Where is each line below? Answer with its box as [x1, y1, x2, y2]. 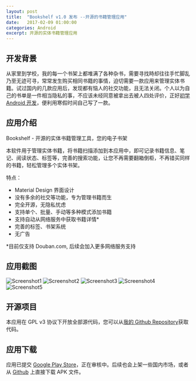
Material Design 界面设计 [14, 186, 75, 193]
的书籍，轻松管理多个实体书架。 [6, 161, 83, 168]
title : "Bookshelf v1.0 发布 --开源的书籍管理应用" [6, 14, 127, 20]
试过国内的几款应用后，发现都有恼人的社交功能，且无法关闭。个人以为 [16, 84, 185, 91]
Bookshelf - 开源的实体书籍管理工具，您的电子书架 [6, 134, 128, 141]
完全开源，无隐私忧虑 [14, 201, 66, 208]
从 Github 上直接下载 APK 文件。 [6, 369, 85, 376]
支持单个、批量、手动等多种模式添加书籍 [14, 208, 112, 215]
